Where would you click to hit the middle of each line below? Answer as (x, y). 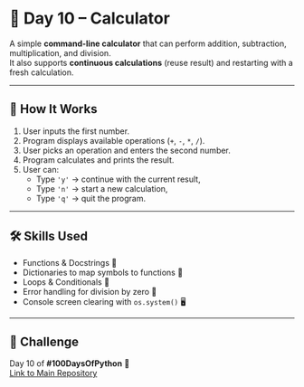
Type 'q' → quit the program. (91, 198)
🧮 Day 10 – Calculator (90, 19)
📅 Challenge (44, 341)
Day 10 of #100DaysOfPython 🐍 (70, 363)
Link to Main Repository (53, 373)
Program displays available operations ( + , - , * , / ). (114, 140)
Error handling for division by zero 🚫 (90, 291)
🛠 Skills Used (49, 236)
